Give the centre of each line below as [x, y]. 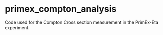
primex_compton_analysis [61, 9]
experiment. [17, 27]
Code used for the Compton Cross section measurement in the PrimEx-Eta [82, 22]
